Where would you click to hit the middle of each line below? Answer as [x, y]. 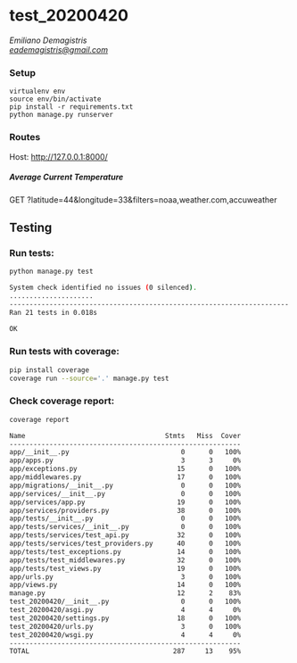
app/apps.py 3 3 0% [125, 460]
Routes [25, 137]
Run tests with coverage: [65, 352]
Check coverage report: [62, 401]
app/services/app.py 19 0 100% [125, 502]
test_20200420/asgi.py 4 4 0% [125, 610]
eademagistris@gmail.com [59, 49]
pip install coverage [49, 370]
